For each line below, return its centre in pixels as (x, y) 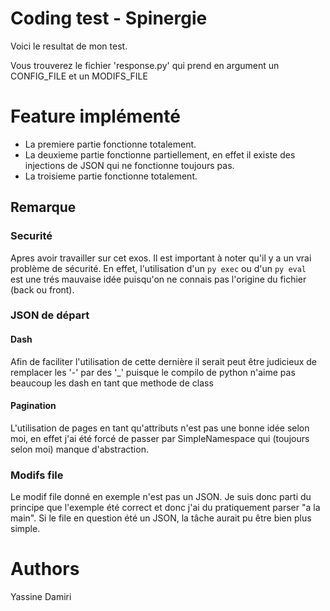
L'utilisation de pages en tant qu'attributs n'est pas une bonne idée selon (160, 428)
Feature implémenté (95, 116)
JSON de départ (50, 315)
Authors (45, 569)
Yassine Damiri (41, 597)
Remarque (43, 207)
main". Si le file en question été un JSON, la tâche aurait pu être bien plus (161, 518)
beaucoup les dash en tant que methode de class (112, 383)
